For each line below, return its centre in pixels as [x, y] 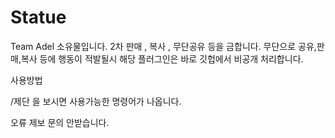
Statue [38, 17]
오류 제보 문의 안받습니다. [60, 122]
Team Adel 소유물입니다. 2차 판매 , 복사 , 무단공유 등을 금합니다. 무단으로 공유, [163, 46]
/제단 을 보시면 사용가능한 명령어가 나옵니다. [96, 101]
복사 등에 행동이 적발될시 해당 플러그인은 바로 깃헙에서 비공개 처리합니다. [162, 58]
